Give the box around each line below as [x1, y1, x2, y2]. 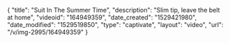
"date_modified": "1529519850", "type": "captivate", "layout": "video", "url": [7, 21, 224, 28]
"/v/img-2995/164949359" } [7, 28, 89, 36]
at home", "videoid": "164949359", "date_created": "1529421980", [7, 13, 197, 21]
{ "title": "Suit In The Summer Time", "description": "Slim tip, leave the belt [7, 6, 220, 14]
